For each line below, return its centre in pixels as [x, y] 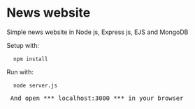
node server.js [35, 85]
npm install [30, 59]
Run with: [20, 72]
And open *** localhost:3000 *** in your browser [97, 98]
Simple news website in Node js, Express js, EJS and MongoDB [97, 32]
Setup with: [23, 45]
